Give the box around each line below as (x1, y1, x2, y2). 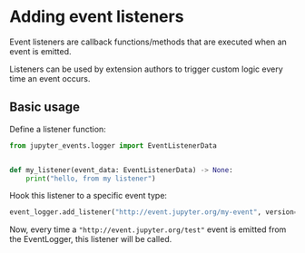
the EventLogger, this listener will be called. (9, 234, 172, 245)
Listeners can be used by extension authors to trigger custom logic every (9, 63, 283, 74)
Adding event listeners (9, 6, 184, 27)
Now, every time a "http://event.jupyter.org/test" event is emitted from (9, 224, 287, 235)
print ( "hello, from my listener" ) (25, 174, 156, 183)
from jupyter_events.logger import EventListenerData (9, 141, 218, 151)
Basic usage (9, 100, 80, 115)
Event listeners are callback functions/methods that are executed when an (9, 36, 288, 47)
